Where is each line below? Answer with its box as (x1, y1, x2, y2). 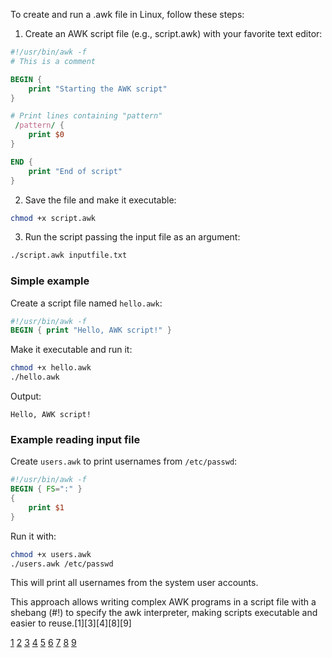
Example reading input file (10, 432, 141, 446)
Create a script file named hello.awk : (10, 297, 163, 309)
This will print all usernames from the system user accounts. (10, 577, 259, 589)
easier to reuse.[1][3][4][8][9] (10, 617, 132, 629)
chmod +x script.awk (10, 213, 97, 223)
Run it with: (10, 530, 57, 542)
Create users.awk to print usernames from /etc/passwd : (10, 455, 238, 468)
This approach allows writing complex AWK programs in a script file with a (10, 596, 317, 608)
